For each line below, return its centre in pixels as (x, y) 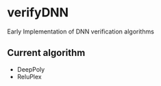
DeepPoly (31, 69)
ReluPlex (29, 76)
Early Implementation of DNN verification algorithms (80, 31)
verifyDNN (38, 13)
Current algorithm (46, 53)
